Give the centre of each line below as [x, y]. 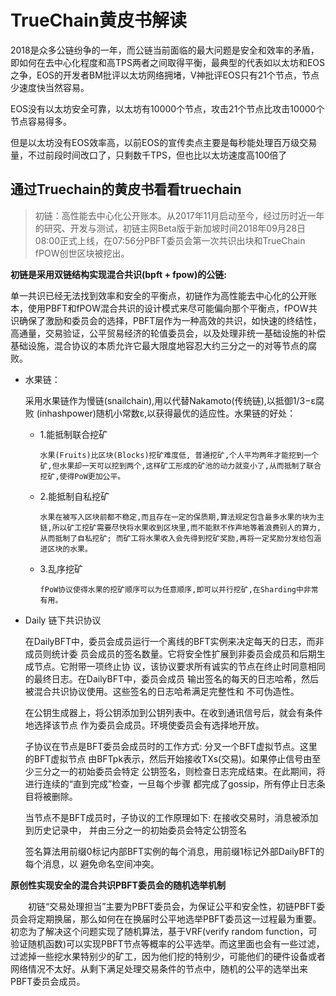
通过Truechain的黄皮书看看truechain [126, 189]
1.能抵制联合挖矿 [73, 434]
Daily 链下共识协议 [63, 620]
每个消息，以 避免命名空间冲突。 [92, 863]
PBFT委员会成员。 [48, 981]
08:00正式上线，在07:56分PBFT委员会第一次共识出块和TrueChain [170, 240]
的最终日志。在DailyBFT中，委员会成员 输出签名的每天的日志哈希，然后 [171, 678]
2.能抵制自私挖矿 [74, 496]
